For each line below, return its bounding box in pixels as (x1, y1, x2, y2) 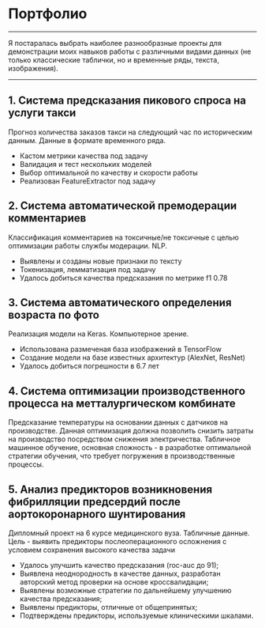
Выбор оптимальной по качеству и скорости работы (19, 168, 199, 177)
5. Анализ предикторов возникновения (8, 482, 213, 496)
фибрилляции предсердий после (8, 495, 181, 509)
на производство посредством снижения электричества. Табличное (8, 434, 241, 444)
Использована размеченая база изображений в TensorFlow (19, 345, 222, 354)
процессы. (8, 460, 44, 469)
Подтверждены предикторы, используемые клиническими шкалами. (19, 611, 254, 620)
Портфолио (8, 5, 88, 23)
